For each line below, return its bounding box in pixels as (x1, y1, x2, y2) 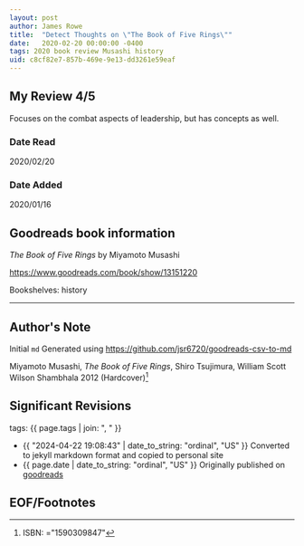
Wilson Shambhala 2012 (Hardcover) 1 (9, 370, 149, 383)
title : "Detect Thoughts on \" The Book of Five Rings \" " (9, 30, 233, 39)
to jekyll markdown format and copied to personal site (22, 449, 224, 460)
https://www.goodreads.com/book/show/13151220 (9, 267, 198, 278)
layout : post (9, 13, 59, 23)
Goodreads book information (9, 225, 176, 241)
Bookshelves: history (9, 284, 88, 295)
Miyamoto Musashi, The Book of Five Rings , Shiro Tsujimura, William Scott (9, 361, 287, 372)
